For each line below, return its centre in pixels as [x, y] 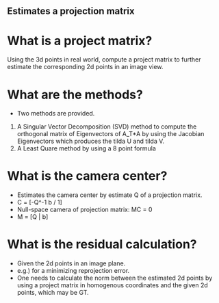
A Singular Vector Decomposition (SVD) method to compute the [107, 127]
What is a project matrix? [80, 41]
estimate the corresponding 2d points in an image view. [85, 67]
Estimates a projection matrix [71, 11]
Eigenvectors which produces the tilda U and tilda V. [91, 141]
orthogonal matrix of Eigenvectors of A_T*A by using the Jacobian [111, 134]
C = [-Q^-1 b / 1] [40, 202]
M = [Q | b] [33, 217]
